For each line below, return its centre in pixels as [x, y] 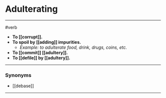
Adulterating [32, 9]
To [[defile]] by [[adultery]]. [41, 58]
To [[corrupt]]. [27, 37]
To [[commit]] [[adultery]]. [40, 52]
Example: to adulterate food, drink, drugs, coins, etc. [73, 47]
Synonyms [18, 75]
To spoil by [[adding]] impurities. [47, 42]
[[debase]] [23, 86]
